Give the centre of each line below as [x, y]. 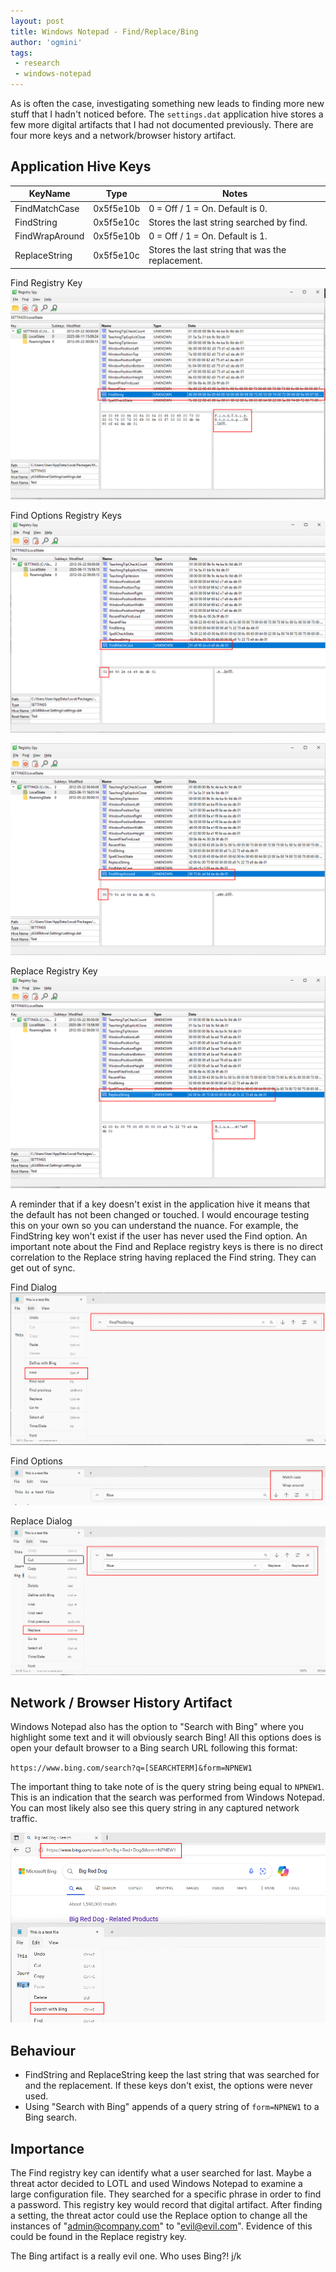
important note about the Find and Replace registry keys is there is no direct [167, 1247]
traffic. [24, 1819]
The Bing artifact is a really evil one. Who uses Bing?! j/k [126, 2256]
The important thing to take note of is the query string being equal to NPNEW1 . [167, 1787]
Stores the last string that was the [217, 250]
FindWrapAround [49, 236]
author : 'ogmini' [46, 42]
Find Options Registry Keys [66, 516]
